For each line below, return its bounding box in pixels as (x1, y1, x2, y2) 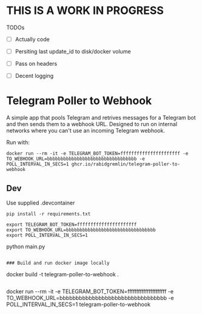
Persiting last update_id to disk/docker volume (15, 48, 132, 55)
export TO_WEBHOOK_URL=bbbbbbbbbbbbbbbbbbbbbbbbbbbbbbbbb (6, 226, 156, 233)
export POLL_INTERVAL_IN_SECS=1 (6, 232, 88, 238)
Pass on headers (15, 60, 58, 68)
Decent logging (15, 72, 54, 80)
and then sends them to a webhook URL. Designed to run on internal (6, 120, 178, 128)
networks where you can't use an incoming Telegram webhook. (6, 127, 166, 134)
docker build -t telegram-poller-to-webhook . (6, 270, 120, 277)
